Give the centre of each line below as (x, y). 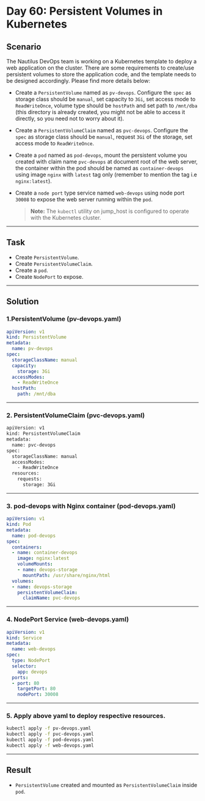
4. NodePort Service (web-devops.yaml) (68, 619)
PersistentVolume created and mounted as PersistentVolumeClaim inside (106, 785)
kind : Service (24, 638)
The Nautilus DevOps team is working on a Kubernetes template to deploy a (102, 61)
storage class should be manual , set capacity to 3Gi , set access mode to (105, 99)
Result (19, 770)
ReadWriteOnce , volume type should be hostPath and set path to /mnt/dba (106, 106)
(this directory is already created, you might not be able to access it (100, 112)
